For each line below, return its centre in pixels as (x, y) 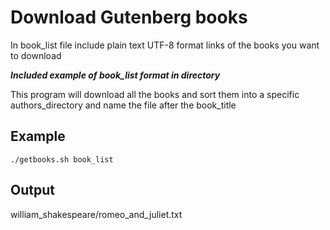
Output (32, 190)
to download (36, 55)
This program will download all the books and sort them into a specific (155, 94)
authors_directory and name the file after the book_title (123, 105)
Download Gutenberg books (129, 17)
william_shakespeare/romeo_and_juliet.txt (96, 214)
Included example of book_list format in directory (115, 75)
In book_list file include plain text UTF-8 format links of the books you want (165, 45)
